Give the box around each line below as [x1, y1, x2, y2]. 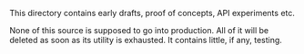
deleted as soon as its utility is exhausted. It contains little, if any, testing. [9, 35, 282, 45]
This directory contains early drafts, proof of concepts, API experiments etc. [9, 8, 296, 18]
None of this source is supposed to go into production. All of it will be [9, 25, 269, 35]
